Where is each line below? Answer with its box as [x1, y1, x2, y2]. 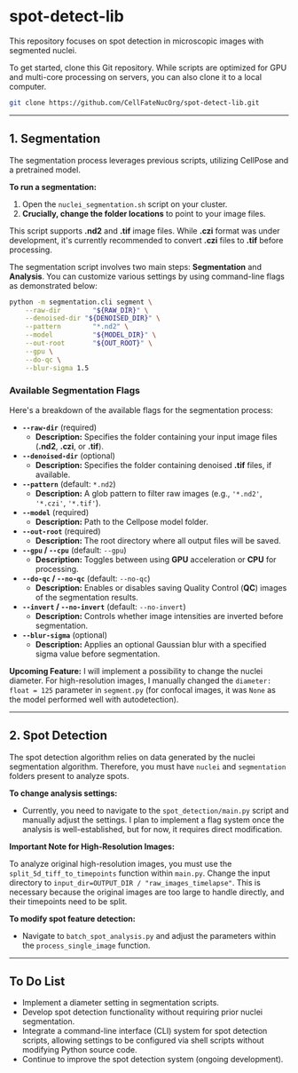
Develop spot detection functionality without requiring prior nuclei [21, 1006, 263, 1018]
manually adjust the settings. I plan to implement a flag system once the [21, 815, 285, 825]
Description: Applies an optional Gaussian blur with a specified [35, 639, 267, 649]
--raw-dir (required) [21, 422, 98, 433]
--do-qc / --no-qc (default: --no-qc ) [21, 573, 151, 584]
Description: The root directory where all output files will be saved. [35, 535, 281, 545]
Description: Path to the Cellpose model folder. [35, 516, 208, 527]
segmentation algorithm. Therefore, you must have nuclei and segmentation [9, 761, 286, 772]
